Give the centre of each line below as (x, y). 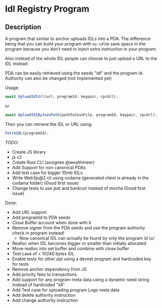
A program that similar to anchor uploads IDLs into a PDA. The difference (78, 38)
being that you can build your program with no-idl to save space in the (75, 44)
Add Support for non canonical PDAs (49, 167)
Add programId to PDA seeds (41, 217)
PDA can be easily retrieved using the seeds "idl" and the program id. (74, 73)
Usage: (12, 88)
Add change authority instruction (45, 300)
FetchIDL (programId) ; (27, 133)
